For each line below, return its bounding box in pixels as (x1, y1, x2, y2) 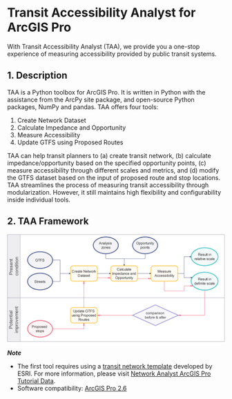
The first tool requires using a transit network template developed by (17, 362, 213, 370)
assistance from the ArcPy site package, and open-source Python (7, 95, 195, 104)
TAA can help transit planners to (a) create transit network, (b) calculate (7, 151, 212, 159)
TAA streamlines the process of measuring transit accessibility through (7, 181, 209, 189)
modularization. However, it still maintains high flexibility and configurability (7, 188, 222, 196)
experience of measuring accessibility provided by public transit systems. (7, 50, 217, 58)
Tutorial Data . (17, 376, 56, 385)
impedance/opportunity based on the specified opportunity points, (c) (7, 159, 206, 167)
